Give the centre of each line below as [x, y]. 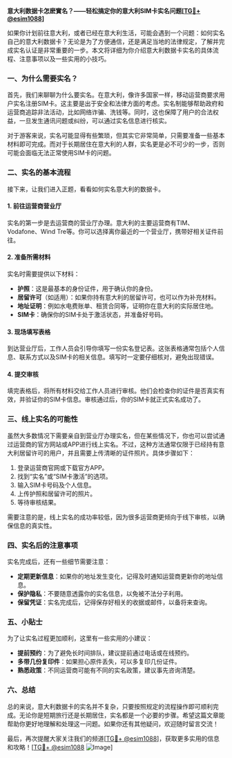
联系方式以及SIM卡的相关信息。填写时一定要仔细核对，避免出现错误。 [118, 357]
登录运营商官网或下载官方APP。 [62, 467]
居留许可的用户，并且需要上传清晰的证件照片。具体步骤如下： [107, 453]
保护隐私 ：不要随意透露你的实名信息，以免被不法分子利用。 [102, 594]
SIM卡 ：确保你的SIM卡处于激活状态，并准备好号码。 [92, 315]
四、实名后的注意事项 [42, 545]
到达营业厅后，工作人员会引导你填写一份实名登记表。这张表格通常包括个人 [113, 348]
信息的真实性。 [34, 525]
